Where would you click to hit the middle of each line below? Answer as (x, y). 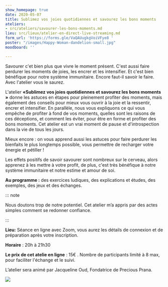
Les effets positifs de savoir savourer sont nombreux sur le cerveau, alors (81, 160)
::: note (13, 195)
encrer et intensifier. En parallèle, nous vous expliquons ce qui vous (75, 108)
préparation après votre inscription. (42, 235)
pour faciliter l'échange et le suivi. (40, 260)
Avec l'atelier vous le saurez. (35, 82)
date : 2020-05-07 (23, 15)
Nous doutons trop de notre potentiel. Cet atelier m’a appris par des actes (81, 205)
